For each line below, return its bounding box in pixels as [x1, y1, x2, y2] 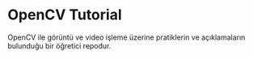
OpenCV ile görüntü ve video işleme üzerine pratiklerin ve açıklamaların [7, 32, 246, 42]
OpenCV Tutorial [7, 6, 122, 24]
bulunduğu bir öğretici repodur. [7, 40, 112, 50]
